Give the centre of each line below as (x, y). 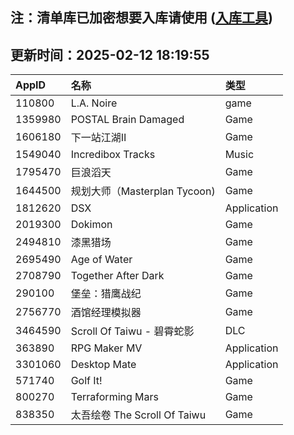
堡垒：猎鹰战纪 (106, 294)
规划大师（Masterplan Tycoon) (143, 191)
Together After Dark (117, 276)
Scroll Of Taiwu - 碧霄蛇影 (132, 331)
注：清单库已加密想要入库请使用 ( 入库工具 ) (141, 18)
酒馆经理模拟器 (106, 313)
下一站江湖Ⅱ (98, 138)
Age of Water (101, 260)
